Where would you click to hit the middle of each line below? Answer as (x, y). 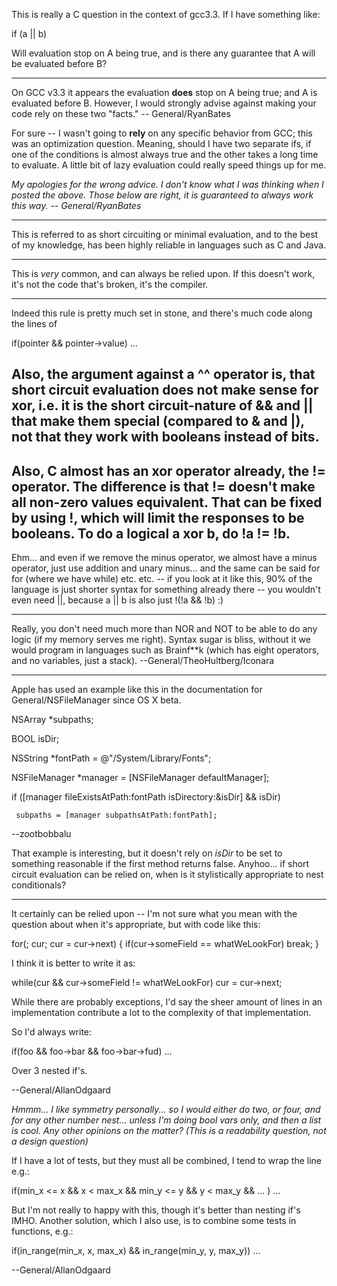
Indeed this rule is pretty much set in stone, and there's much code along (162, 313)
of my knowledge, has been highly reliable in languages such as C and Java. (169, 245)
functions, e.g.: (42, 1231)
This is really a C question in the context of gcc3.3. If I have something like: (166, 14)
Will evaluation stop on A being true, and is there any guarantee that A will (163, 53)
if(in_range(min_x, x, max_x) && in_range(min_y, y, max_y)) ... (136, 1251)
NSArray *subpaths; (52, 720)
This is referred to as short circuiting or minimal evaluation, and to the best (165, 234)
